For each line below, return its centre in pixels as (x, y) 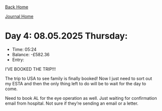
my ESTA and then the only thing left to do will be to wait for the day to (76, 83)
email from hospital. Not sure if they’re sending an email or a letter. (72, 103)
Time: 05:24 (24, 49)
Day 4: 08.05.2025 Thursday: (66, 36)
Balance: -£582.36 (31, 54)
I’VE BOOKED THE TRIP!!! (30, 69)
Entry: (18, 60)
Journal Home (19, 16)
